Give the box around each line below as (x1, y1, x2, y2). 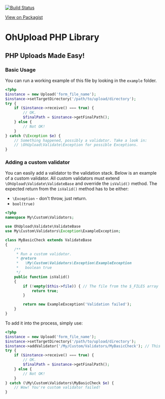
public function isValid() (14, 274, 70, 279)
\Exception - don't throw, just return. (12, 196, 87, 201)
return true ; (31, 288, 58, 293)
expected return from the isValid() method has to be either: (5, 186, 129, 192)
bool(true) (12, 201, 35, 207)
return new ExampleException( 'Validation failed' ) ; (23, 302, 132, 307)
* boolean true (16, 266, 52, 270)
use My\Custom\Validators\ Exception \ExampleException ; (5, 229, 121, 234)
